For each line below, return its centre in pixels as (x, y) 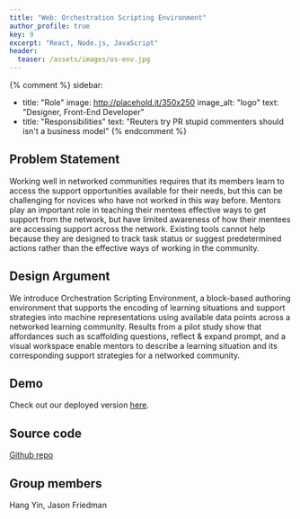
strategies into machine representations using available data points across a (150, 317)
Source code (46, 433)
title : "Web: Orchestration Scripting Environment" (108, 18)
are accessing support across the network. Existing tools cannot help (137, 228)
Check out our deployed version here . (79, 405)
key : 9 (22, 34)
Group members (56, 483)
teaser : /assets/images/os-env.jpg (84, 59)
